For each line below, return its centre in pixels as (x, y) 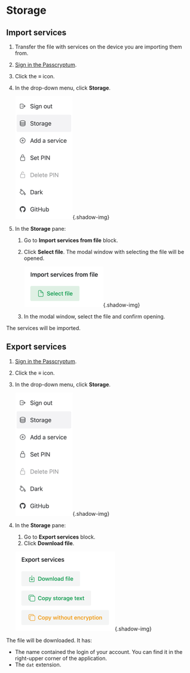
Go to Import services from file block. (71, 240)
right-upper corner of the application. (61, 658)
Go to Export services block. (59, 537)
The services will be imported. (43, 328)
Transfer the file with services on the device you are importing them (98, 47)
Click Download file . (49, 543)
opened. (34, 258)
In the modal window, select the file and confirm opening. (94, 316)
